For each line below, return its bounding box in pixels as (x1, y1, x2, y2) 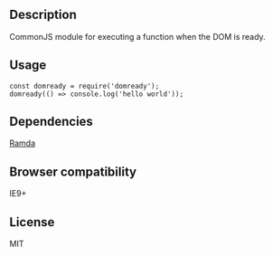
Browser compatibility (9, 164, 137, 179)
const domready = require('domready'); (9, 81, 160, 90)
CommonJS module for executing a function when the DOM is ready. (9, 31, 266, 42)
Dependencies (9, 114, 93, 129)
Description (9, 7, 77, 23)
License (9, 214, 55, 230)
